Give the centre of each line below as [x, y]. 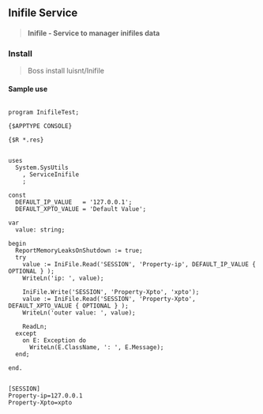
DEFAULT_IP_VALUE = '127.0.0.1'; [74, 202]
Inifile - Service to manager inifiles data [94, 33]
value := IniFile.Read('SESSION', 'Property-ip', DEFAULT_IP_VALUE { [139, 265]
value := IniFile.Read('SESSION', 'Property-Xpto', [109, 299]
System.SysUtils [42, 168]
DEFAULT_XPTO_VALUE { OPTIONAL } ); [68, 306]
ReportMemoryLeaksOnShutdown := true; [79, 251]
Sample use [28, 88]
